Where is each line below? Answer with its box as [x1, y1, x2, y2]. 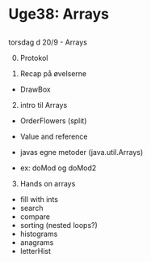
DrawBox [19, 84, 51, 94]
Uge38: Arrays [8, 5, 109, 24]
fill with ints [19, 194, 59, 204]
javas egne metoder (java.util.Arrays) [19, 147, 144, 157]
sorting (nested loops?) [19, 220, 99, 230]
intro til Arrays [19, 100, 68, 110]
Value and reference [19, 131, 88, 141]
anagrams [19, 237, 54, 247]
